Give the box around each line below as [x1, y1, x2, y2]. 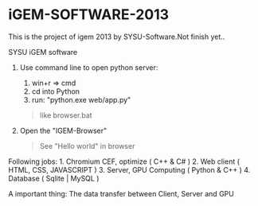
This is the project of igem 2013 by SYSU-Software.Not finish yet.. [8, 32, 225, 41]
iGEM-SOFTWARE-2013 [8, 6, 170, 24]
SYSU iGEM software [8, 47, 78, 56]
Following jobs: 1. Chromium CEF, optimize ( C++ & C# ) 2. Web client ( [8, 157, 240, 166]
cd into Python [31, 86, 80, 96]
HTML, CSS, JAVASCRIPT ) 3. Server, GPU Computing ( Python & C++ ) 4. [8, 165, 251, 174]
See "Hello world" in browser [39, 141, 135, 150]
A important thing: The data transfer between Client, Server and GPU [8, 189, 235, 198]
